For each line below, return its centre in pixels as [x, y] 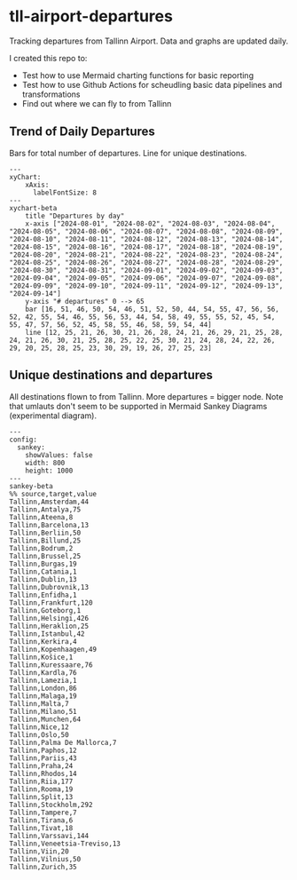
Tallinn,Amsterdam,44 [49, 502]
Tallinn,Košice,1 [41, 657]
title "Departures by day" [75, 216]
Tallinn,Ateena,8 [41, 517]
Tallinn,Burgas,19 [43, 564]
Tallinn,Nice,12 [39, 727]
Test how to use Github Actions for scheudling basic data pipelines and [152, 84]
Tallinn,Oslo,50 [39, 734]
